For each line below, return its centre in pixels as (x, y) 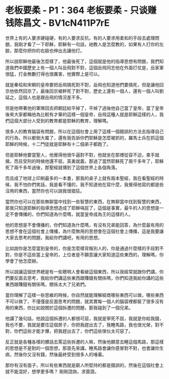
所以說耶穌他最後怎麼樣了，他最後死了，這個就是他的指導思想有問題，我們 (82, 61)
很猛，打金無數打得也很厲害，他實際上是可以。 (54, 74)
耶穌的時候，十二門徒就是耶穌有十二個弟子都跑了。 (58, 144)
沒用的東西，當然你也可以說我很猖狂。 (45, 191)
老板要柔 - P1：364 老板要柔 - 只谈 (76, 10)
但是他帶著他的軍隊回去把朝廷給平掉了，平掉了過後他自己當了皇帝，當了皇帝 (84, 108)
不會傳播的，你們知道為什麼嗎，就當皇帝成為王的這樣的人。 (71, 214)
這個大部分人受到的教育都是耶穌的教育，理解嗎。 (60, 121)
